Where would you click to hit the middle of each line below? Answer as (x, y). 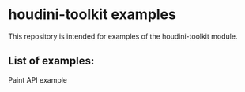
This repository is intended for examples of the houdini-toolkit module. (123, 36)
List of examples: (51, 61)
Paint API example (38, 79)
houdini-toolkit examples (92, 15)
